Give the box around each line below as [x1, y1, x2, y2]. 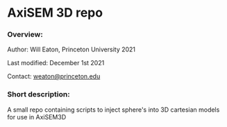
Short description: [7, 90, 71, 99]
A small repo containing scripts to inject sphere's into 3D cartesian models [7, 105, 220, 114]
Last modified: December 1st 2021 [7, 59, 105, 67]
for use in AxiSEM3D [7, 112, 67, 121]
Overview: [7, 30, 43, 40]
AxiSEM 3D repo [7, 5, 103, 21]
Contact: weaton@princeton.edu [7, 72, 101, 81]
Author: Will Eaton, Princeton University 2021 [7, 45, 136, 53]
